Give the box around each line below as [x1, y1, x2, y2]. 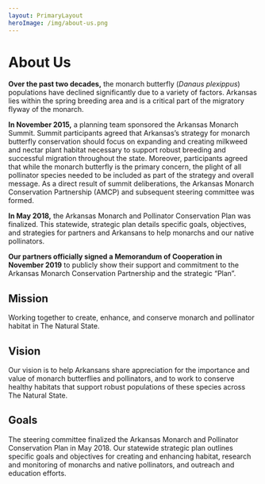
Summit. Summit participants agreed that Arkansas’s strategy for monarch [8, 129, 251, 138]
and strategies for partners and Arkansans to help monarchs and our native [8, 228, 255, 238]
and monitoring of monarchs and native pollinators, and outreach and [8, 459, 235, 469]
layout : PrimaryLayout [8, 11, 83, 20]
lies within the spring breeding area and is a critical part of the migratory [8, 96, 244, 106]
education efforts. [8, 468, 67, 478]
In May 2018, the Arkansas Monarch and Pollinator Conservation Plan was [8, 211, 252, 221]
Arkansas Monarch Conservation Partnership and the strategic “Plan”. [8, 269, 236, 278]
